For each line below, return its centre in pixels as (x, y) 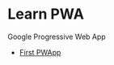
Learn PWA (46, 14)
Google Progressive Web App (57, 37)
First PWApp (40, 52)
